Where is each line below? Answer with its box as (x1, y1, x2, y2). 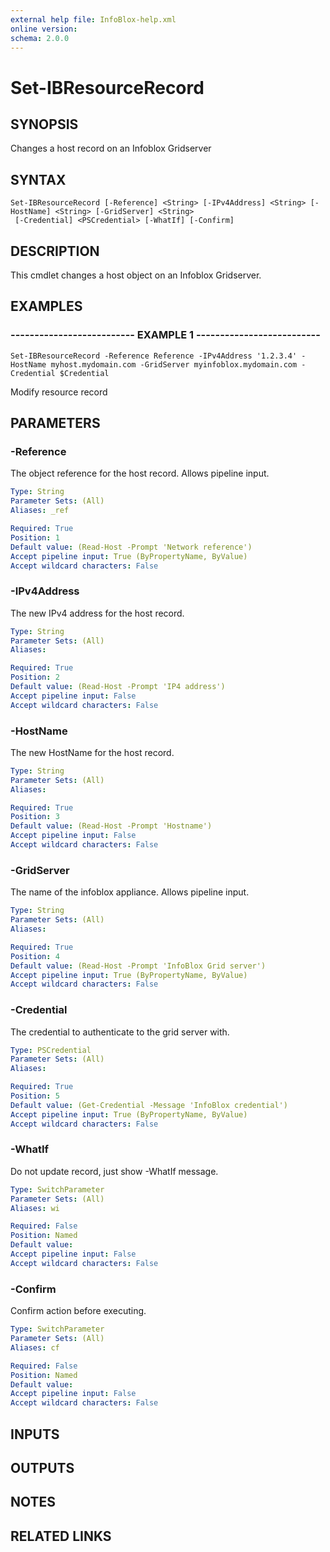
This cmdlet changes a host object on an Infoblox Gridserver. (10, 269, 262, 281)
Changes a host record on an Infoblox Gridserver (10, 142, 212, 155)
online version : (10, 24, 78, 34)
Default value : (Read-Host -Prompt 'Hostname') (10, 821, 213, 831)
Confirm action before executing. (10, 1305, 147, 1317)
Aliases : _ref (10, 506, 70, 516)
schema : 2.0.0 (10, 33, 70, 43)
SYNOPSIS (10, 116, 79, 133)
